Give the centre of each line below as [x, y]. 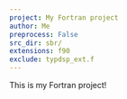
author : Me [30, 26]
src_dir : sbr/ [36, 43]
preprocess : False [44, 34]
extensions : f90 [40, 51]
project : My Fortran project [64, 18]
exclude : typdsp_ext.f [52, 59]
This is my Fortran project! [58, 85]
